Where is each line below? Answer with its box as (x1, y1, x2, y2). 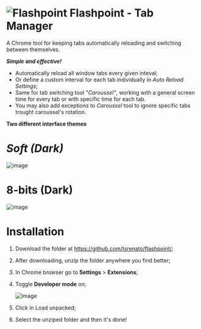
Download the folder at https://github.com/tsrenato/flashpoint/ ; (15, 245, 174, 252)
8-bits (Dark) (6, 183, 73, 197)
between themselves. (6, 46, 60, 53)
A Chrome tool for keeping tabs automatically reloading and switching (6, 39, 182, 46)
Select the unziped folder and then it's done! (15, 316, 127, 323)
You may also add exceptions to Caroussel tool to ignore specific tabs (15, 101, 191, 109)
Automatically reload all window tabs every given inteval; (15, 69, 158, 76)
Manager (6, 19, 53, 33)
